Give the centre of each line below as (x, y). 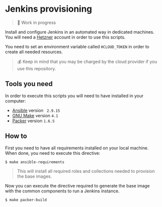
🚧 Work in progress (36, 22)
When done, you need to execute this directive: (53, 153)
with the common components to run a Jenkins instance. (62, 191)
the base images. (35, 176)
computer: (15, 101)
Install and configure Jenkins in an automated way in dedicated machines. (80, 32)
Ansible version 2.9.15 (36, 110)
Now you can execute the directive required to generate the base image (78, 186)
